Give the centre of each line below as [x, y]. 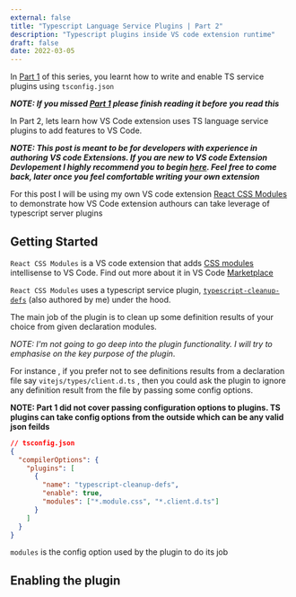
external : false [40, 18]
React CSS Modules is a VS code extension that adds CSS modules [132, 263]
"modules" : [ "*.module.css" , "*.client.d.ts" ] [131, 502]
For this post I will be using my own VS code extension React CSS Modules [149, 194]
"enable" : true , [73, 494]
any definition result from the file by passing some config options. [132, 390]
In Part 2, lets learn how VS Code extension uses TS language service [139, 121]
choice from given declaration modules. [84, 326]
